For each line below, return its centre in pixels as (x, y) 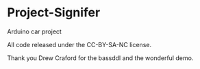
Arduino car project (34, 31)
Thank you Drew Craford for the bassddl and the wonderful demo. (100, 58)
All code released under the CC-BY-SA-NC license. (79, 44)
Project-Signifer (54, 13)
